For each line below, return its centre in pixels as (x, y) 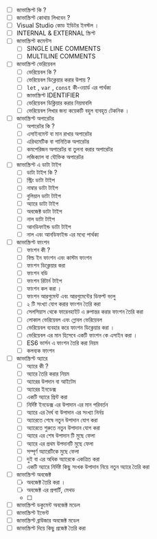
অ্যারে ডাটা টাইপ (43, 203)
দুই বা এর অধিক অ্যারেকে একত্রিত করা (63, 459)
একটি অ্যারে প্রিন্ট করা (47, 397)
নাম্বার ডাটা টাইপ (42, 188)
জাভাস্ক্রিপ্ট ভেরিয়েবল (36, 64)
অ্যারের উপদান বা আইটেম (51, 381)
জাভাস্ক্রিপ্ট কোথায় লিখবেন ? (43, 18)
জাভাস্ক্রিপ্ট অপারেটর (35, 118)
